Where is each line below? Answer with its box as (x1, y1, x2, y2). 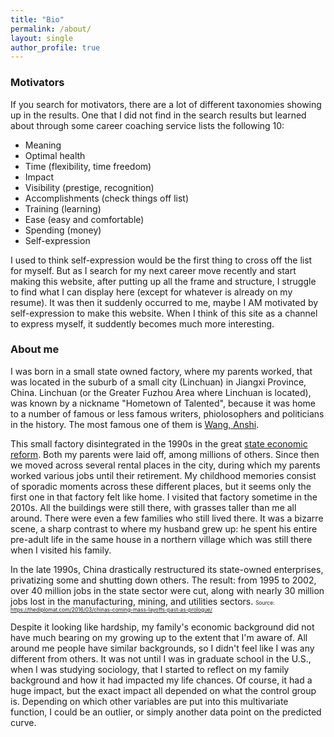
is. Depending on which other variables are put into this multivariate (10, 695, 289, 707)
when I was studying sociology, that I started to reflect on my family (10, 663, 290, 675)
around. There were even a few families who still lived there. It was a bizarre (10, 512, 324, 524)
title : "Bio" (10, 14, 65, 25)
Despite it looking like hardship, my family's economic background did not (10, 621, 315, 633)
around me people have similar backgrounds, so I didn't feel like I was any (10, 642, 315, 654)
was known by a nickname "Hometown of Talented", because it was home (10, 397, 317, 409)
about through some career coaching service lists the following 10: (10, 119, 285, 131)
